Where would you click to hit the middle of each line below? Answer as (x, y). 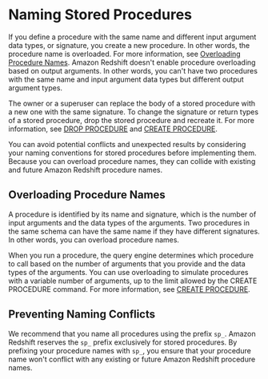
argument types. (35, 88)
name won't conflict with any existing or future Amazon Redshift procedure (132, 359)
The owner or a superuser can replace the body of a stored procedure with (132, 103)
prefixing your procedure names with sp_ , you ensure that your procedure (130, 350)
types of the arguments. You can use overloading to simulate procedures (128, 272)
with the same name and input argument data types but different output (126, 79)
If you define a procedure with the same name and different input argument (132, 37)
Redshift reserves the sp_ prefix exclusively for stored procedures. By (123, 342)
